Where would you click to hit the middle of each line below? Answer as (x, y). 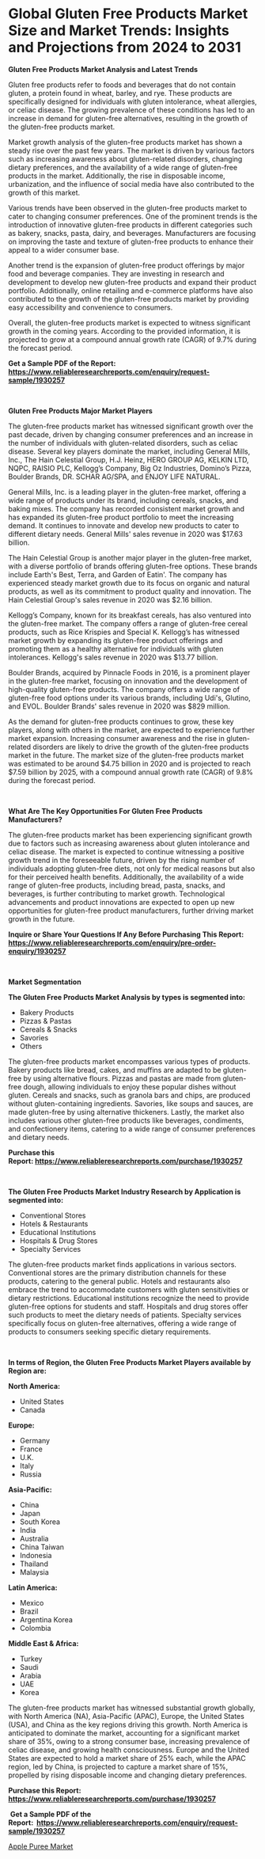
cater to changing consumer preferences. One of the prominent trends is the (133, 216)
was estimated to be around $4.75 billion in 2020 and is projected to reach (129, 763)
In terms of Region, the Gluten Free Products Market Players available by (130, 1362)
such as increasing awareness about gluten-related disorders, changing (125, 158)
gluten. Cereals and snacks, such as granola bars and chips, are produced (129, 1095)
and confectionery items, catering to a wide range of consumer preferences (132, 1128)
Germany (34, 1440)
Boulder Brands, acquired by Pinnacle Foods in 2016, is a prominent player (129, 672)
